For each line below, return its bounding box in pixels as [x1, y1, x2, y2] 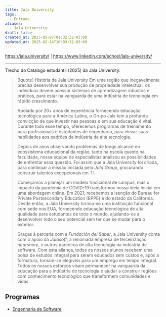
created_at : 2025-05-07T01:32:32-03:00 [5, 35, 87, 40]
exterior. [17, 221, 35, 227]
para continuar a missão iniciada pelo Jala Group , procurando [17, 164, 144, 170]
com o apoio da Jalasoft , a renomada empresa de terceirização [17, 236, 147, 242]
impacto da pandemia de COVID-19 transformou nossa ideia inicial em [17, 184, 161, 191]
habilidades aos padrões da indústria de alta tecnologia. [17, 134, 131, 140]
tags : [5, 12, 16, 17]
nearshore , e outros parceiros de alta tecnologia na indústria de [17, 241, 147, 248]
